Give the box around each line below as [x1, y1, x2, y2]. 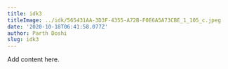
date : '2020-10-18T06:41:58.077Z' [7, 23, 109, 30]
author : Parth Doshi [7, 29, 68, 37]
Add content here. [7, 55, 60, 63]
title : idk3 [7, 10, 42, 17]
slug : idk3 [7, 36, 39, 43]
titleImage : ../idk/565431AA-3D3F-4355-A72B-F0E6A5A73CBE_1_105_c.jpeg [7, 17, 221, 24]
